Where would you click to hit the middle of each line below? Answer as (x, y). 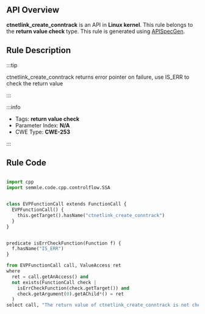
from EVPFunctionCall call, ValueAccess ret (64, 266)
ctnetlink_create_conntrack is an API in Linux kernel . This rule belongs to (100, 24)
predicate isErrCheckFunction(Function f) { (64, 243)
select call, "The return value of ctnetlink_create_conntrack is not (98, 305)
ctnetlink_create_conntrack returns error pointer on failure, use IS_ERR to (98, 77)
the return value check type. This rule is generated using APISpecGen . (96, 31)
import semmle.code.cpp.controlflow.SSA (59, 188)
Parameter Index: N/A (42, 125)
